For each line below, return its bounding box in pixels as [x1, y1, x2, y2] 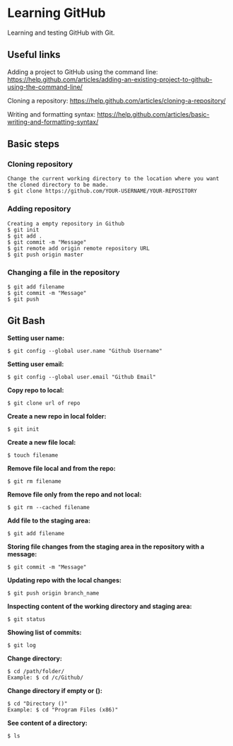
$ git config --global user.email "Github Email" [7, 373, 157, 380]
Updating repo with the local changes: [7, 576, 122, 584]
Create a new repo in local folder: [7, 412, 107, 420]
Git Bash [7, 315, 46, 327]
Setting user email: [7, 359, 64, 368]
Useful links [7, 49, 61, 61]
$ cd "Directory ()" [7, 700, 68, 707]
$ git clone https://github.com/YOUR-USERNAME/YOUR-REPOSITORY [7, 187, 198, 195]
